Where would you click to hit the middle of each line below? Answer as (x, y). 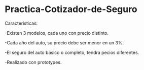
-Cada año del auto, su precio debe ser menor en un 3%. (64, 43)
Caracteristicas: (21, 23)
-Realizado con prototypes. (33, 62)
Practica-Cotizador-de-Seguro (71, 9)
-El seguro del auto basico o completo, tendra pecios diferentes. (72, 52)
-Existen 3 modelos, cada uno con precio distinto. (57, 33)
